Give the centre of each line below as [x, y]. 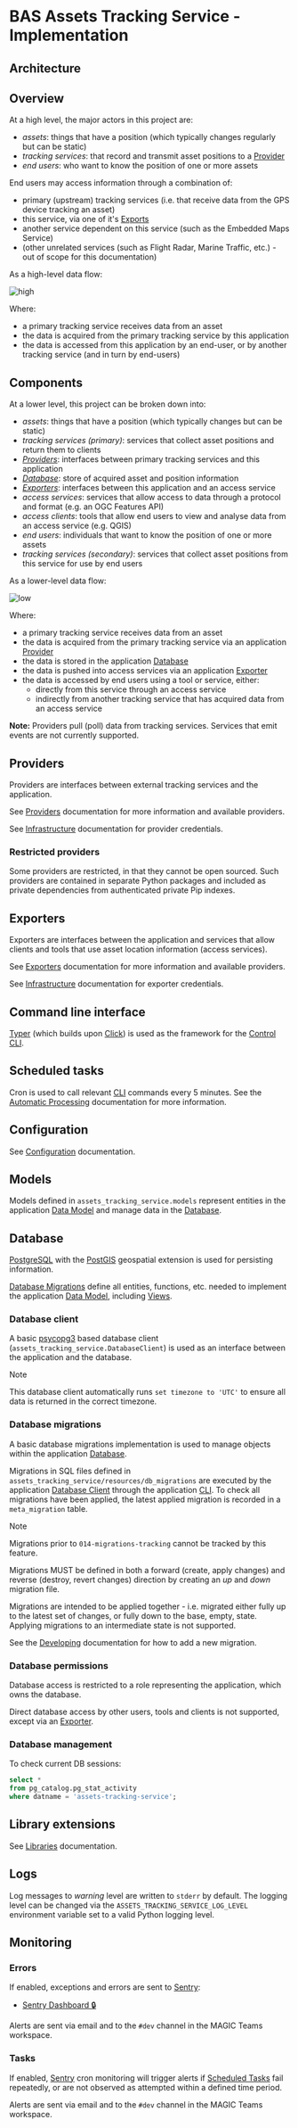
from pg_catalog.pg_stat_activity [73, 1789]
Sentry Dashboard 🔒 [59, 2005]
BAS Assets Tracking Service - [125, 16]
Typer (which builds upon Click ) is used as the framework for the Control [143, 1033]
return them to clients [61, 450]
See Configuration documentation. [72, 1151]
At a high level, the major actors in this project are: [101, 120]
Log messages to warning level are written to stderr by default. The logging [148, 1895]
